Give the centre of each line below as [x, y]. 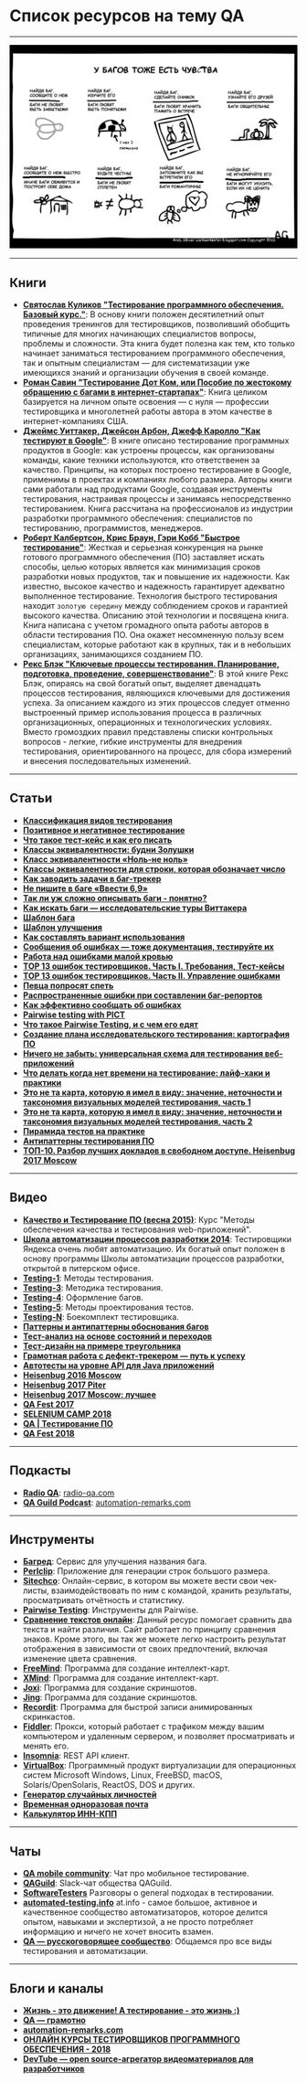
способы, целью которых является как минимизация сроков [142, 567]
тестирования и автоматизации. [85, 1951]
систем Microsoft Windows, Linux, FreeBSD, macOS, [122, 1775]
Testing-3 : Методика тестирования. [93, 1287]
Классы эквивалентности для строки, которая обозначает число [154, 868]
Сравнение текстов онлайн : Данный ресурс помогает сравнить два [157, 1620]
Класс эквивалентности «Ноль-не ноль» [106, 859]
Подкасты [40, 1471]
